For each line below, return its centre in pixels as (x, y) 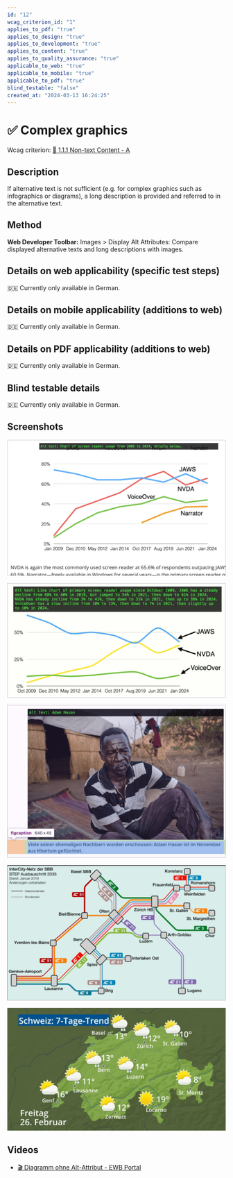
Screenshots (35, 427)
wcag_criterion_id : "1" (42, 22)
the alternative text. (35, 203)
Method (25, 225)
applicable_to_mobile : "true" (51, 73)
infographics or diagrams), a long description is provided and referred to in (114, 196)
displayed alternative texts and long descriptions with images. (95, 249)
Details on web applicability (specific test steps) (113, 271)
